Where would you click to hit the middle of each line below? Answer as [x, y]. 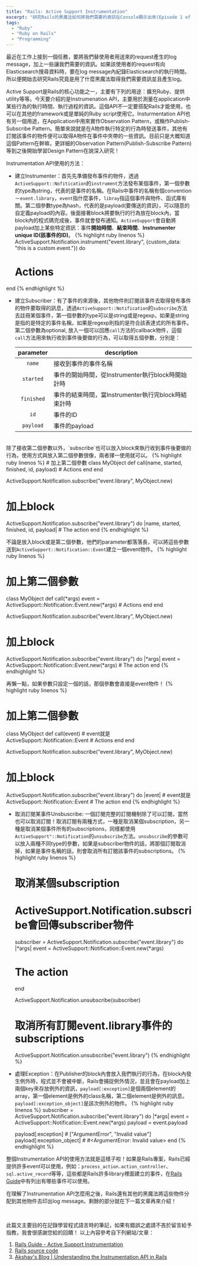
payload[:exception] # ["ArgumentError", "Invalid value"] [83, 1134]
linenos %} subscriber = [44, 1110]
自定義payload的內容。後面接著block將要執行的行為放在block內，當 [97, 213]
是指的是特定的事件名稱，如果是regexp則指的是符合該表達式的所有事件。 [103, 323]
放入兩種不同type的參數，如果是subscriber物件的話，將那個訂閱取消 [103, 843]
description [121, 352]
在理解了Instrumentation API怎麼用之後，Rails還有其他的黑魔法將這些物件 [95, 1193]
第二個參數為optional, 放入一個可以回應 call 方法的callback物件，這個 [98, 330]
